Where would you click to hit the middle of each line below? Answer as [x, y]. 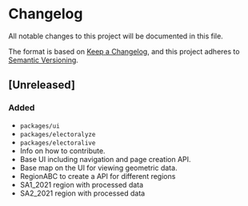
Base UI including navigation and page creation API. [105, 159]
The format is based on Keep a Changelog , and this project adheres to [124, 51]
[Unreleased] [42, 85]
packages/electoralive [58, 143]
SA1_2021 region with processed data [82, 184]
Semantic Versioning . [43, 60]
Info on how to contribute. [62, 151]
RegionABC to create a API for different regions [98, 176]
